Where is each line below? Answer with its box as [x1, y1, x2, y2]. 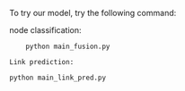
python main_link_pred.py [9, 73, 106, 82]
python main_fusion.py [25, 42, 110, 51]
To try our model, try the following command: [9, 8, 177, 18]
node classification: [9, 25, 82, 35]
